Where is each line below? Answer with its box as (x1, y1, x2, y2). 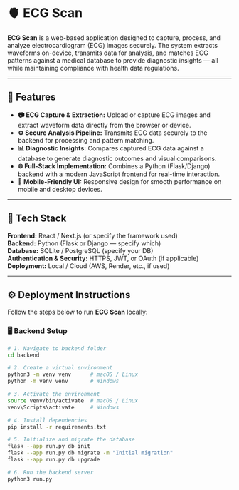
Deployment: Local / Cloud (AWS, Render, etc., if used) (7, 261, 170, 270)
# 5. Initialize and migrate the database (7, 436, 135, 444)
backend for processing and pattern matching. (17, 136, 154, 144)
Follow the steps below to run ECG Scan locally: (7, 307, 148, 317)
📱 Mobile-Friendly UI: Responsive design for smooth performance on (17, 177, 222, 185)
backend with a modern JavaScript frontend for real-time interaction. (17, 170, 221, 178)
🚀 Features (7, 91, 56, 103)
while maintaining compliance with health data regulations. (7, 63, 179, 72)
